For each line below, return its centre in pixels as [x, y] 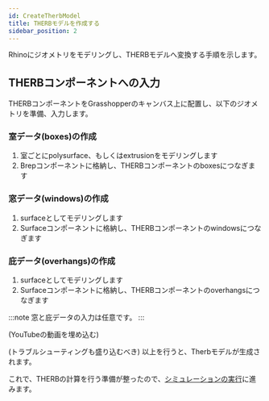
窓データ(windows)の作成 [58, 198]
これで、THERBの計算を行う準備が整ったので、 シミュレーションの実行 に [129, 379]
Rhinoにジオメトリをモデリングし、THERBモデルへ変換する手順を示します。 [135, 55]
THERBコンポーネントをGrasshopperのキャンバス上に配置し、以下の [123, 104]
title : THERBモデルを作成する [54, 23]
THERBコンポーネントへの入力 [85, 83]
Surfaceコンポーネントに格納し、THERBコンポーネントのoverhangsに [137, 290]
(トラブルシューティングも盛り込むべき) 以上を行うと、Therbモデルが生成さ [134, 352]
